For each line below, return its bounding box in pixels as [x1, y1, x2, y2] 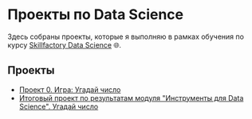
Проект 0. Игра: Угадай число [18, 85, 121, 94]
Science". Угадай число [18, 102, 99, 111]
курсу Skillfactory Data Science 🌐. [7, 40, 121, 49]
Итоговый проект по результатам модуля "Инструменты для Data [18, 93, 244, 102]
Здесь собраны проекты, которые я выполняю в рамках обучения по [7, 32, 245, 41]
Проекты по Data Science [7, 6, 184, 24]
